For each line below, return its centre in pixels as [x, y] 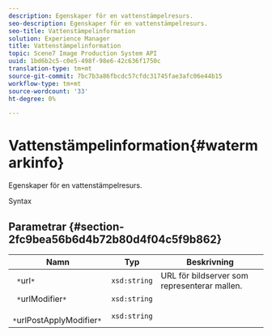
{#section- [96, 226]
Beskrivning [210, 262]
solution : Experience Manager [59, 38]
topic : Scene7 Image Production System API [83, 53]
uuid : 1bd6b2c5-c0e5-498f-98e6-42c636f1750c [85, 62]
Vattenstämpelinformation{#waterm [134, 146]
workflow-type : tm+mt [45, 83]
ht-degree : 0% [32, 99]
